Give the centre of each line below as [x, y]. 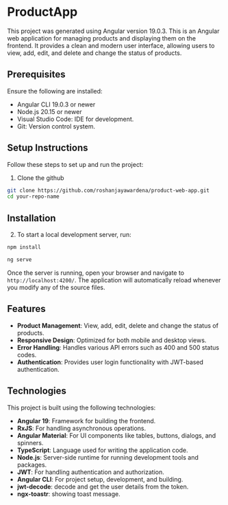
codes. [27, 355]
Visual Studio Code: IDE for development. [75, 119]
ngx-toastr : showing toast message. [69, 494]
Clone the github [40, 178]
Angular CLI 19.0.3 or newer [56, 104]
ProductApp [42, 12]
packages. [32, 464]
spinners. [30, 442]
